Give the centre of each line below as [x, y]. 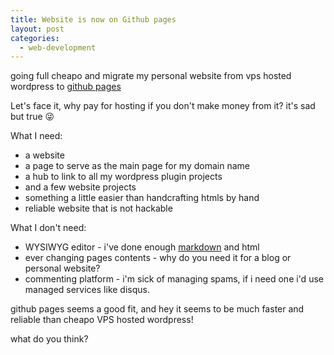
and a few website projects [80, 187]
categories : [35, 38]
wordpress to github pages [66, 87]
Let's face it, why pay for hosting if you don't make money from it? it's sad [163, 106]
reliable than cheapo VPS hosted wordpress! [102, 320]
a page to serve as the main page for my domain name [137, 166]
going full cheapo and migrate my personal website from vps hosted [151, 76]
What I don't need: [48, 228]
